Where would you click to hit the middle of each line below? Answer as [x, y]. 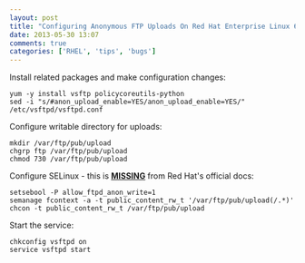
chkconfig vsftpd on [49, 242]
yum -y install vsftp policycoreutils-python [97, 94]
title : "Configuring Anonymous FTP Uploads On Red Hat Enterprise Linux [150, 26]
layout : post [34, 18]
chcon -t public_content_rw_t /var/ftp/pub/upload [107, 209]
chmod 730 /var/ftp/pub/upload [69, 160]
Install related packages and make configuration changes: [118, 77]
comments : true [38, 43]
